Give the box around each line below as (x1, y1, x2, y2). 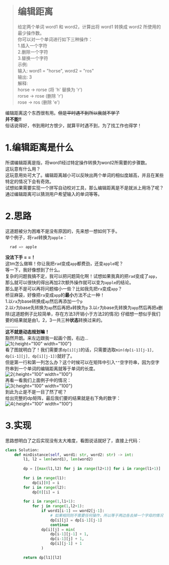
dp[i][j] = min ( (41, 527, 75, 532)
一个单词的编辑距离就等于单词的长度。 (18, 365, 98, 371)
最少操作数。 (17, 30, 44, 36)
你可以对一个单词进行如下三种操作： (17, 36, 93, 42)
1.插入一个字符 (17, 42, 48, 48)
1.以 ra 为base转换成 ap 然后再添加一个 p (5, 298, 83, 304)
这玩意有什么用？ (5, 166, 41, 172)
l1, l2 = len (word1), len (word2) (23, 457, 94, 462)
